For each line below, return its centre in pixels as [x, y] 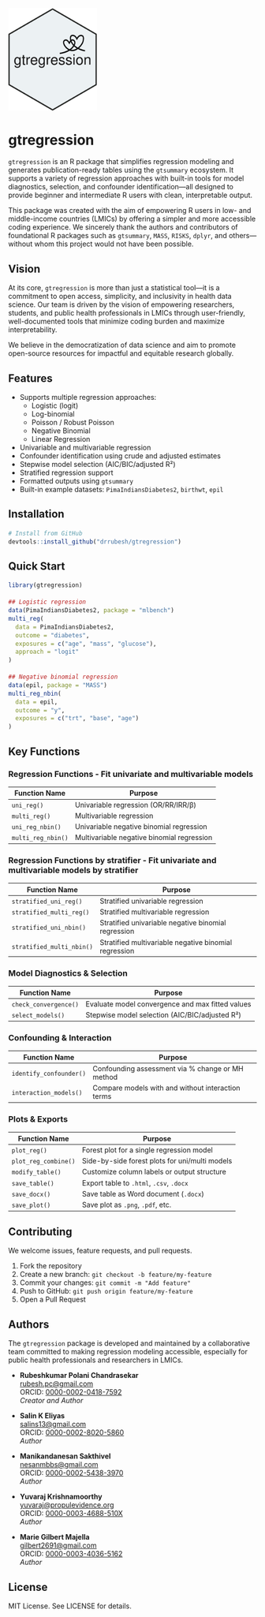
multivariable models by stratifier [73, 870]
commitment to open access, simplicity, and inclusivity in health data [120, 297]
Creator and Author [51, 1401]
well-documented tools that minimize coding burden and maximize [116, 321]
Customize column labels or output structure [154, 1172]
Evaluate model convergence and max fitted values [168, 1004]
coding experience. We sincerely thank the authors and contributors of [123, 227]
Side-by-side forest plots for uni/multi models [157, 1161]
